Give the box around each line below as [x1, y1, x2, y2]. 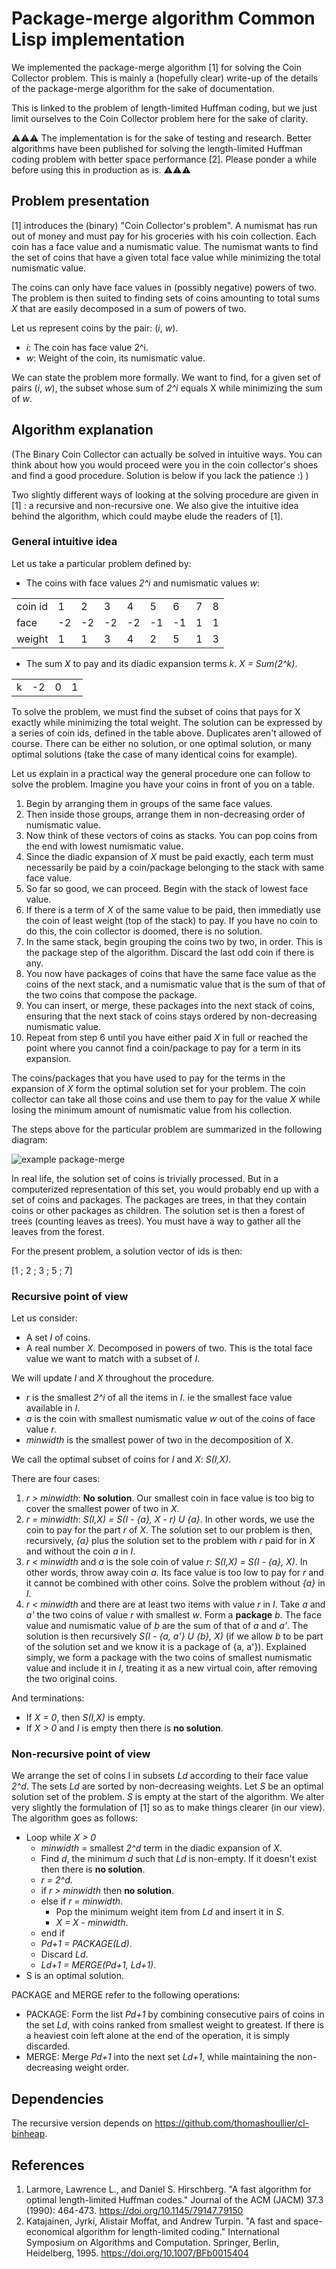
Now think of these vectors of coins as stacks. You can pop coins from [25, 829, 318, 841]
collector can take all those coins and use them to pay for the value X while [11, 1093, 321, 1105]
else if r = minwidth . [40, 1895, 124, 1907]
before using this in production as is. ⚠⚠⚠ [11, 163, 191, 176]
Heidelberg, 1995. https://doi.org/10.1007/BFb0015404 [25, 2247, 249, 2259]
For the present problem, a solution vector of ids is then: [11, 1245, 243, 1257]
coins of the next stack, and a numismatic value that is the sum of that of [25, 978, 326, 990]
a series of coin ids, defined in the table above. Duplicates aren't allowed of [11, 727, 323, 739]
